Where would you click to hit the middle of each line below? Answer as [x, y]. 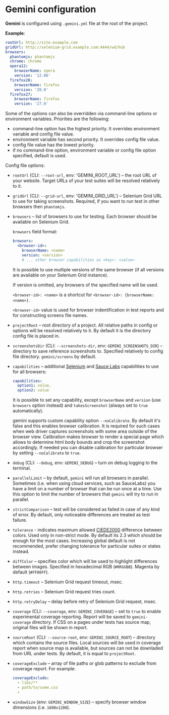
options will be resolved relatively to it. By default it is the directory [82, 330]
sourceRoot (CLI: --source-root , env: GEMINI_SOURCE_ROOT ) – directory [84, 637]
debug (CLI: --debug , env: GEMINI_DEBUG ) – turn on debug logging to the [85, 463]
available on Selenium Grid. [41, 222]
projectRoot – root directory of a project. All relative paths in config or [85, 325]
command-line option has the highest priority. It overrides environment [86, 129]
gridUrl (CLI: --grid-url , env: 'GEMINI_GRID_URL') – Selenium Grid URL [87, 196]
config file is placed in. [36, 336]
